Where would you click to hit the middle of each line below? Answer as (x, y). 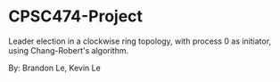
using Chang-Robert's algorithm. (69, 50)
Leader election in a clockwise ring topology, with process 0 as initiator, (140, 41)
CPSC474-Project (76, 16)
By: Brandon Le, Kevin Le (55, 68)
